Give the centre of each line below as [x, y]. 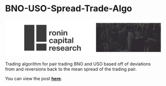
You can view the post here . [34, 79]
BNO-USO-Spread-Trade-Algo [69, 9]
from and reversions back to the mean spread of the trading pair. [71, 69]
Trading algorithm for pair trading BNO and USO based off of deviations [78, 64]
